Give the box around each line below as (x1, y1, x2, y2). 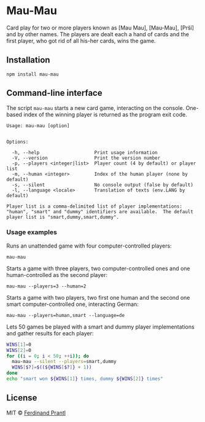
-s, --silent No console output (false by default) (12, 182, 193, 188)
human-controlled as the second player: (6, 271, 108, 278)
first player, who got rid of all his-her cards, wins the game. (6, 37, 156, 44)
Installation (6, 55, 50, 65)
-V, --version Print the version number (12, 155, 161, 161)
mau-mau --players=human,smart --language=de (6, 312, 125, 318)
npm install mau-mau (6, 71, 60, 77)
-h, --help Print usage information (12, 149, 158, 155)
